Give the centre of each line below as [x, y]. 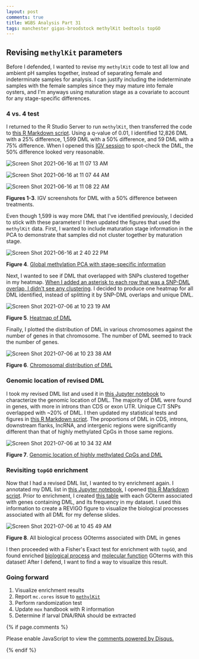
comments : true [25, 17]
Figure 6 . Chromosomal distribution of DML [59, 365]
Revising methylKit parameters [64, 52]
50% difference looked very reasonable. [56, 152]
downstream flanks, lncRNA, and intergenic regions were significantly [91, 425]
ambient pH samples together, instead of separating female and [84, 73]
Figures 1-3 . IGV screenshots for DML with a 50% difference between [91, 198]
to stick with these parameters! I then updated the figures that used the [93, 222]
